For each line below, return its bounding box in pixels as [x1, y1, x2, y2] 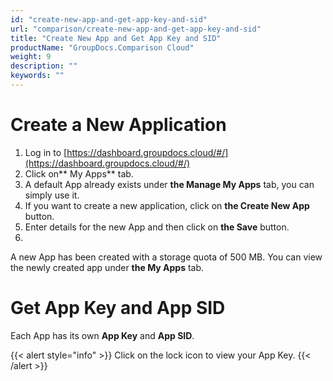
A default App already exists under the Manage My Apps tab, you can [24, 178, 315, 190]
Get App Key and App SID [10, 297, 226, 319]
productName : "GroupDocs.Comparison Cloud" [10, 42, 195, 53]
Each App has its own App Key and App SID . [10, 329, 195, 341]
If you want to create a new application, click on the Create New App [24, 199, 310, 211]
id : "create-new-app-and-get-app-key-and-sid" [10, 14, 208, 25]
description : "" [10, 61, 78, 71]
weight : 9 [10, 52, 52, 62]
